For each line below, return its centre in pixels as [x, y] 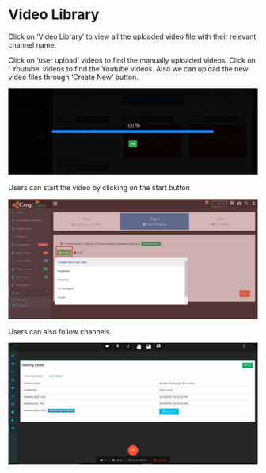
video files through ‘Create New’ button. [73, 77]
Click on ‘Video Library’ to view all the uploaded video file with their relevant [132, 36]
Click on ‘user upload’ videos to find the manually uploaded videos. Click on [132, 60]
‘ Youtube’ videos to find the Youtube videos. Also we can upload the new [128, 68]
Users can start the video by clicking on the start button [99, 187]
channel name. [32, 44]
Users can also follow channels [59, 332]
